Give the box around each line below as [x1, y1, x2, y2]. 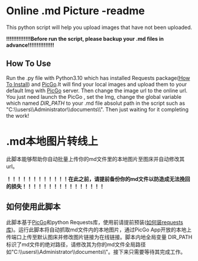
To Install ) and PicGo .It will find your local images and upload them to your [6, 80, 187, 88]
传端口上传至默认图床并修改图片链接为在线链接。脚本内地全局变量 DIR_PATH [6, 233, 193, 240]
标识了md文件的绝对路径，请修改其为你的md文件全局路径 [6, 241, 146, 248]
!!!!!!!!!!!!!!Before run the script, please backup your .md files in [6, 35, 164, 42]
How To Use [6, 59, 51, 69]
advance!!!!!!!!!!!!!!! [6, 41, 54, 49]
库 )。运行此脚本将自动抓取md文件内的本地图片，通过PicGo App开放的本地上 [6, 226, 192, 233]
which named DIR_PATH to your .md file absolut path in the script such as [6, 99, 185, 107]
